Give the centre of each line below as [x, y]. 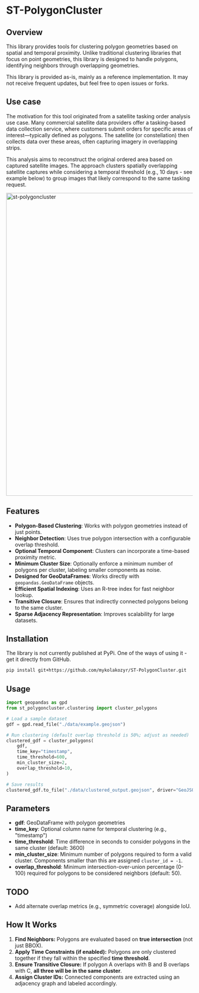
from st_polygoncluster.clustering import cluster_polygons [82, 708]
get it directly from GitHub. [38, 659]
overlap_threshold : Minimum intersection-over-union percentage [94, 867]
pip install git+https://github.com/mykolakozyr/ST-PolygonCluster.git [96, 671]
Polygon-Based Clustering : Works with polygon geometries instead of [101, 526]
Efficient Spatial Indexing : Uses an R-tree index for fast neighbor [94, 589]
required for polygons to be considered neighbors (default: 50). [104, 873]
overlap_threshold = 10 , [45, 768]
